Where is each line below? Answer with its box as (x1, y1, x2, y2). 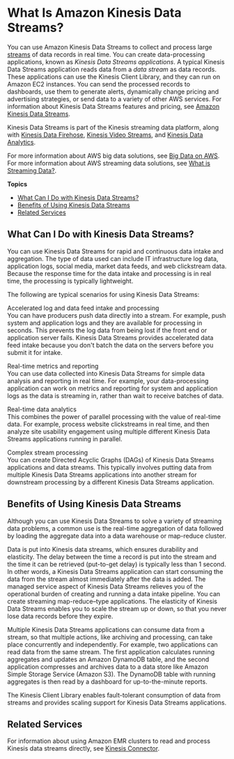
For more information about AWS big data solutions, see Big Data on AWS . (7, 152, 220, 160)
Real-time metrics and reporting (7, 362, 99, 370)
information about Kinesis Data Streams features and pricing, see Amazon (7, 102, 220, 110)
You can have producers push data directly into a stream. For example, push (7, 311, 226, 319)
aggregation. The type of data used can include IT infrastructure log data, (7, 254, 219, 263)
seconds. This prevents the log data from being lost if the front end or (7, 326, 208, 334)
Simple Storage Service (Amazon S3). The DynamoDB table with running (7, 670, 216, 678)
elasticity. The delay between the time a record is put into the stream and (7, 552, 217, 561)
